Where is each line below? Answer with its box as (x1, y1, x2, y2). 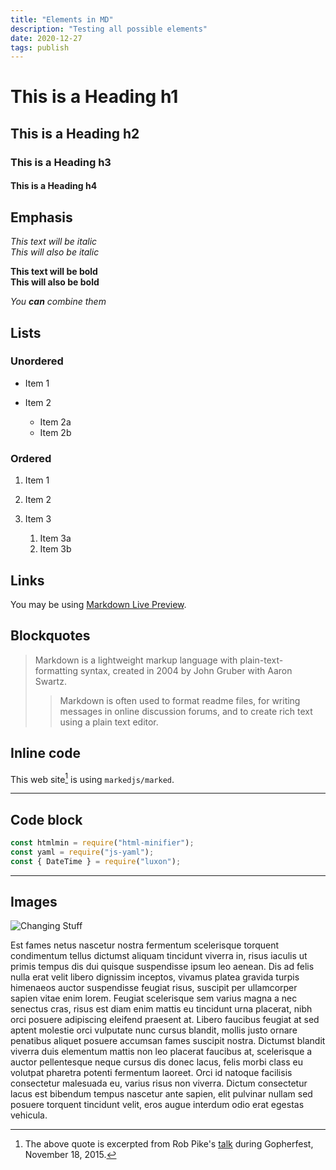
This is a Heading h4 (10, 180, 98, 192)
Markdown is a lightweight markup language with (34, 654, 238, 666)
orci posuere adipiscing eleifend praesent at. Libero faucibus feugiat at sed (10, 1014, 320, 1026)
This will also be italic (10, 246, 100, 258)
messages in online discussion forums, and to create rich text (59, 705, 313, 717)
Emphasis (10, 209, 73, 226)
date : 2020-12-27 (10, 33, 83, 43)
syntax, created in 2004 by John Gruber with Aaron (79, 664, 293, 676)
